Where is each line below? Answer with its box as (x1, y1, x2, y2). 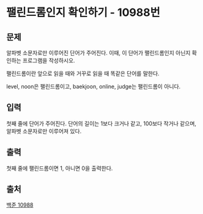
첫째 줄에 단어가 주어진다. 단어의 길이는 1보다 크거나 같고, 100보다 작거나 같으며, (6, 120, 197, 127)
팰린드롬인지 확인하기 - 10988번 (6, 6, 160, 20)
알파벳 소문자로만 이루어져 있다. (6, 127, 82, 135)
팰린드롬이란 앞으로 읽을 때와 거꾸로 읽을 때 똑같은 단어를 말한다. (6, 70, 160, 77)
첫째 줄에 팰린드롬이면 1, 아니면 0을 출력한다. (6, 164, 113, 172)
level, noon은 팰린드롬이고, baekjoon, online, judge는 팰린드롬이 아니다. (6, 83, 181, 90)
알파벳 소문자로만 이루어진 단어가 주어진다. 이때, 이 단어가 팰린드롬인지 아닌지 (6, 50, 191, 56)
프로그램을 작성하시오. (22, 57, 75, 64)
